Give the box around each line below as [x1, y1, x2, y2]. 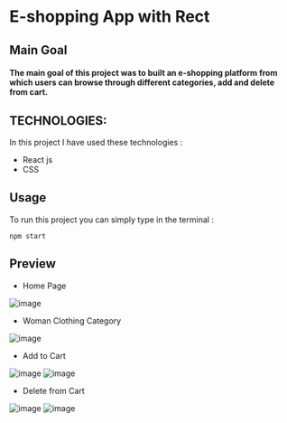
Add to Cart [22, 350, 66, 361]
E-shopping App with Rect [9, 6, 210, 27]
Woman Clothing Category [22, 315, 122, 326]
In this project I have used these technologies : [9, 136, 183, 147]
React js [22, 154, 53, 164]
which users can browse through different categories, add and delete [9, 77, 275, 88]
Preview [9, 256, 57, 272]
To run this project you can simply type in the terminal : [9, 214, 215, 225]
